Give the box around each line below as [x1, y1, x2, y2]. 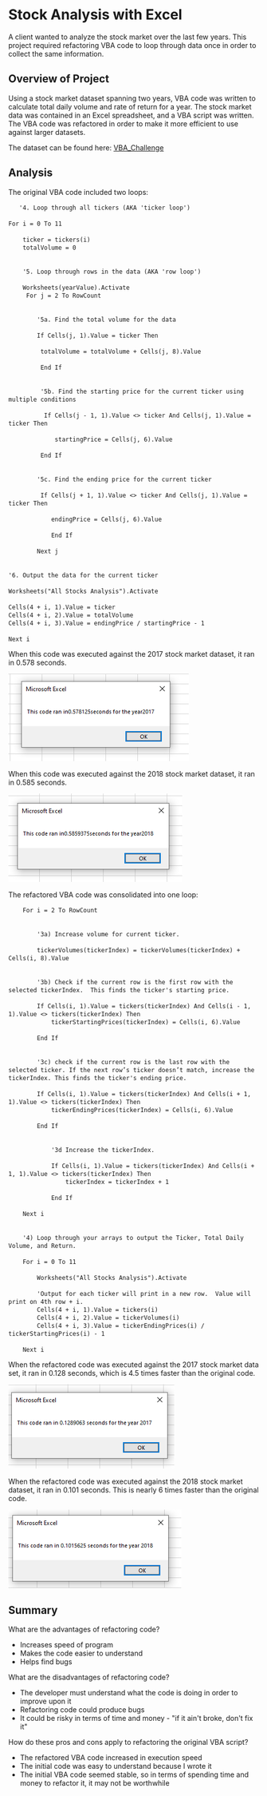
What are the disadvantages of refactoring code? [8, 1672, 170, 1683]
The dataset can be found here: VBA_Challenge [8, 142, 164, 153]
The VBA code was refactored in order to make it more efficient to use [8, 118, 239, 129]
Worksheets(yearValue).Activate [22, 284, 130, 292]
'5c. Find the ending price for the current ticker [37, 475, 213, 483]
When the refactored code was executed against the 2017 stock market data [8, 1360, 259, 1369]
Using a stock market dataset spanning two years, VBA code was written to [8, 93, 257, 103]
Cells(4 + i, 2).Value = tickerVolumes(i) [37, 1313, 180, 1321]
